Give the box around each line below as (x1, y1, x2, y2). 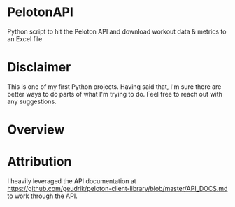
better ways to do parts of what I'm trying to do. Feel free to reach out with (7, 90, 222, 98)
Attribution (7, 154, 72, 170)
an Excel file (7, 34, 43, 43)
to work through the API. (7, 192, 78, 200)
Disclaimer (7, 59, 71, 76)
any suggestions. (7, 97, 57, 106)
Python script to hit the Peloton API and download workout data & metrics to (7, 27, 227, 36)
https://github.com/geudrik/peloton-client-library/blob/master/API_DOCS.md (7, 185, 228, 192)
